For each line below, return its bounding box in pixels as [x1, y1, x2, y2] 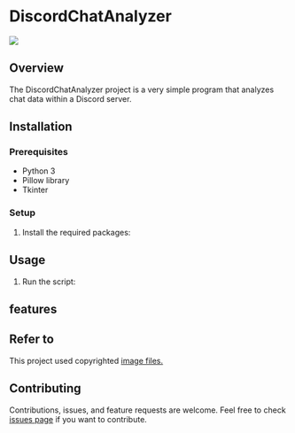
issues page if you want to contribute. [9, 414, 148, 424]
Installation [9, 120, 73, 135]
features [9, 301, 58, 316]
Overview [9, 60, 65, 76]
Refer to [9, 332, 55, 347]
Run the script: [21, 276, 76, 287]
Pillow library [21, 175, 70, 186]
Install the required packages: [21, 227, 131, 237]
